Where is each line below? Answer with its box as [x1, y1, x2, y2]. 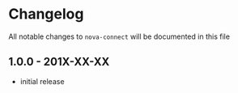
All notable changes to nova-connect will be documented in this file [8, 32, 231, 41]
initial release [19, 76, 65, 86]
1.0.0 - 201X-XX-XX [8, 55, 110, 69]
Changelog [8, 5, 84, 23]
